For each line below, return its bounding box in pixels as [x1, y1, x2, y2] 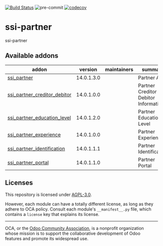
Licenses [5, 179, 33, 187]
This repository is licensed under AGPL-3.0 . [5, 192, 92, 197]
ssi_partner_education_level [7, 114, 71, 121]
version [79, 66, 98, 73]
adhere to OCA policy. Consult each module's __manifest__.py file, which [5, 206, 151, 212]
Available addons [5, 51, 59, 60]
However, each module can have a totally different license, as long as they [5, 201, 154, 207]
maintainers [105, 66, 133, 73]
